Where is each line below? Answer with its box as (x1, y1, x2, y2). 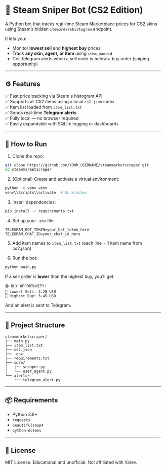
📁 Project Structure (5, 321, 65, 330)
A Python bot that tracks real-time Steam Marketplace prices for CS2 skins (5, 21, 157, 27)
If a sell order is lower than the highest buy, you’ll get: (5, 274, 115, 279)
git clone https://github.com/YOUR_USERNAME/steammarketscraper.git (5, 162, 149, 167)
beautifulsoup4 (12, 423, 44, 428)
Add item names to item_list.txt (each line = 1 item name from (12, 240, 142, 246)
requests (12, 418, 31, 423)
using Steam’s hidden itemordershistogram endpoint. (5, 26, 113, 32)
